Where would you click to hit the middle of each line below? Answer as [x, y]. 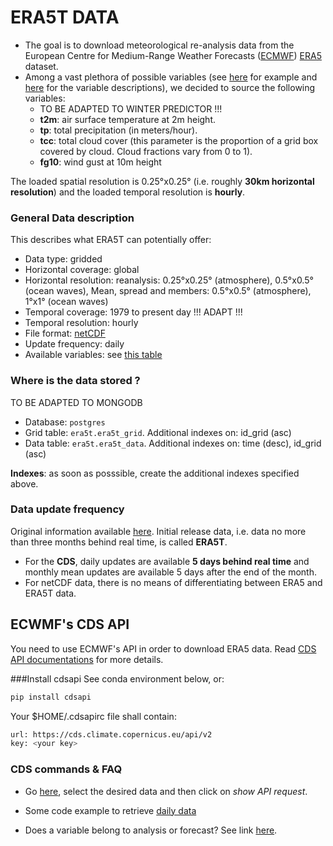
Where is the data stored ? [75, 381]
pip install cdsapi [51, 697]
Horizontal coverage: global [82, 270]
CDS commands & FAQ [66, 769]
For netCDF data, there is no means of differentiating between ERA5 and [173, 582]
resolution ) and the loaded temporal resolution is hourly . [128, 192]
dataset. [41, 66]
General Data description [72, 218]
